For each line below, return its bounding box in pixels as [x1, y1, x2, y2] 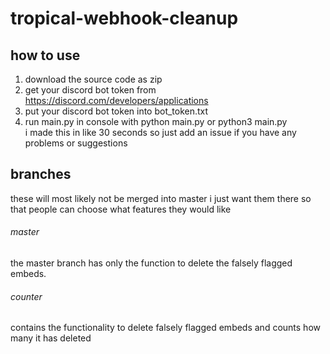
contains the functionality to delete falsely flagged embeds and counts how [10, 322, 321, 334]
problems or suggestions [24, 137, 128, 149]
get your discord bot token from [24, 84, 157, 96]
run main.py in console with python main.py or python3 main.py [24, 116, 288, 127]
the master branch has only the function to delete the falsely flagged [10, 257, 293, 269]
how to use [10, 47, 81, 64]
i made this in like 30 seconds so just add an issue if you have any [24, 127, 297, 138]
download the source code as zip [24, 73, 163, 85]
